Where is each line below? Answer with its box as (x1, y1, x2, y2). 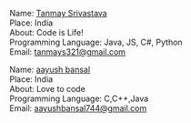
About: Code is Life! (9, 27, 84, 37)
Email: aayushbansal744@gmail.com (9, 103, 147, 113)
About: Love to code (9, 84, 86, 94)
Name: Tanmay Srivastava (9, 8, 107, 18)
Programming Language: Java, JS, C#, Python (9, 36, 184, 47)
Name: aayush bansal (9, 64, 91, 75)
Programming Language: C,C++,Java (9, 93, 149, 104)
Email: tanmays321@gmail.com (9, 46, 126, 57)
